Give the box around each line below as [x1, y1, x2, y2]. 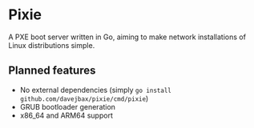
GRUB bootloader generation [19, 102, 116, 111]
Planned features [8, 64, 96, 78]
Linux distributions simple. [8, 40, 95, 50]
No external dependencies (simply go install [19, 85, 172, 94]
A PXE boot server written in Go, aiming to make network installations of [8, 32, 247, 42]
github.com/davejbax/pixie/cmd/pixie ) [19, 94, 149, 103]
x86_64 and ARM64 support [19, 110, 114, 120]
